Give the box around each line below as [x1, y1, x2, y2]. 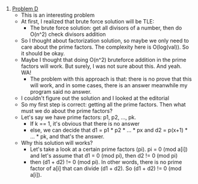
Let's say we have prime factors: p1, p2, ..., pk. [20, 114, 137, 121]
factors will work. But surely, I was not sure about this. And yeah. [20, 63, 182, 70]
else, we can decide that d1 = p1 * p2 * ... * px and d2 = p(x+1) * [29, 126, 188, 133]
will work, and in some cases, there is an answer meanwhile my [29, 82, 188, 89]
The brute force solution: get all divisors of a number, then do [29, 24, 182, 31]
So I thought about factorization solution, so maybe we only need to [20, 37, 190, 44]
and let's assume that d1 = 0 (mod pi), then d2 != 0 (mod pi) [29, 152, 178, 159]
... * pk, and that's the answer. [29, 133, 105, 140]
